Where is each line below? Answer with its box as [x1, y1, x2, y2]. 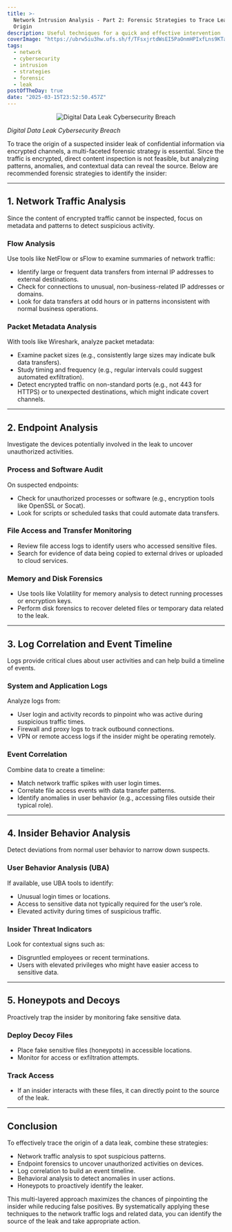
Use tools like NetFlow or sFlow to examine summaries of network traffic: [7, 254, 215, 263]
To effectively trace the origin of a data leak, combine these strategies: [7, 1139, 209, 1147]
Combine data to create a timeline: [7, 765, 106, 774]
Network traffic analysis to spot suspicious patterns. [17, 1152, 166, 1161]
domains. [17, 290, 43, 298]
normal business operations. [17, 305, 99, 313]
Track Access [7, 1071, 55, 1080]
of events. [7, 663, 36, 672]
